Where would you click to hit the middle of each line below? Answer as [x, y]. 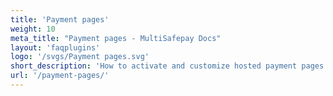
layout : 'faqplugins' [55, 47]
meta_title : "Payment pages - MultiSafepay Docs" [116, 38]
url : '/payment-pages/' [60, 76]
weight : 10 [33, 29]
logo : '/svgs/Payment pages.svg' [80, 57]
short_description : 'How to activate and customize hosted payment [154, 66]
